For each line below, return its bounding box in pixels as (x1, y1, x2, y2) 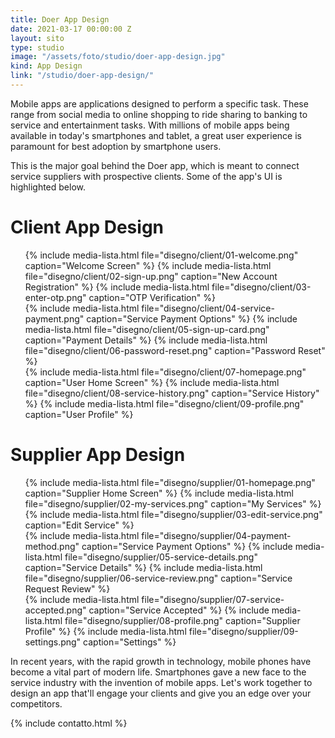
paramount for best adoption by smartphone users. (10, 140, 222, 152)
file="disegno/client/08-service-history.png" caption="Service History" (24, 387, 320, 399)
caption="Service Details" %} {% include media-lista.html (24, 561, 263, 573)
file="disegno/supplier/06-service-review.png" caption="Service (24, 572, 293, 584)
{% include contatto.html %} (10, 717, 128, 729)
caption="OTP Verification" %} (88, 291, 216, 303)
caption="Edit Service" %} (24, 519, 135, 531)
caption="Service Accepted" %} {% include (88, 604, 270, 616)
